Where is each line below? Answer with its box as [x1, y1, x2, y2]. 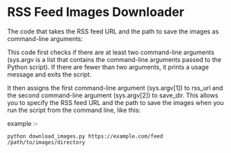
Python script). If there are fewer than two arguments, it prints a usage [7, 63, 209, 71]
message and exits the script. [7, 70, 92, 79]
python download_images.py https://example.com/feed [7, 133, 164, 140]
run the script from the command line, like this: [7, 106, 141, 114]
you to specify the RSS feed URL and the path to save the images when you [7, 98, 224, 106]
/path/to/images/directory [7, 138, 86, 146]
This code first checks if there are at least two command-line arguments [7, 48, 214, 56]
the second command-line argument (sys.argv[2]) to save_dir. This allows [7, 91, 218, 99]
